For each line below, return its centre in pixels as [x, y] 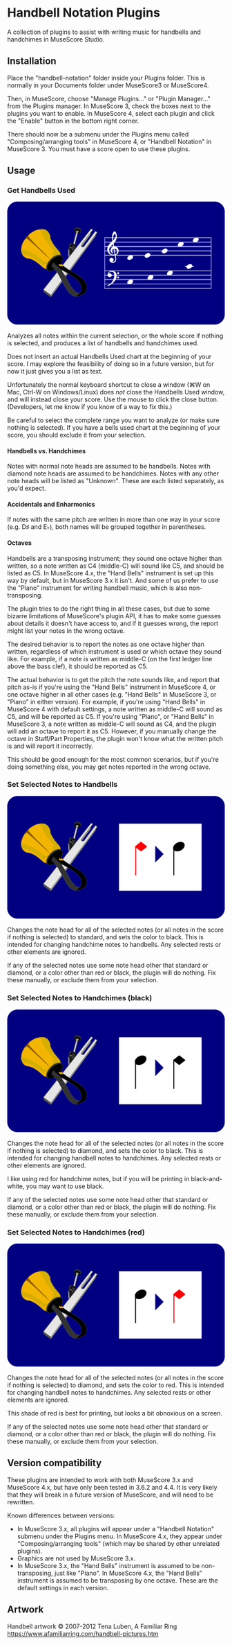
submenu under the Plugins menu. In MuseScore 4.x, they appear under [120, 1536]
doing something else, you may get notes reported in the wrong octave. [109, 767]
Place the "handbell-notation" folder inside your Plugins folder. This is [106, 78]
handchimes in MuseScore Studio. [56, 39]
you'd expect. [27, 488]
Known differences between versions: [61, 1515]
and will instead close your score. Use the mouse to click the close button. [113, 399]
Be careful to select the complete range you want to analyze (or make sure [113, 420]
